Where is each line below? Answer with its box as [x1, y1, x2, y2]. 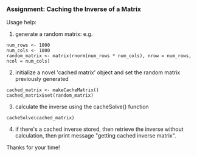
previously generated [15, 75, 69, 83]
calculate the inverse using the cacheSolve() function [15, 103, 149, 111]
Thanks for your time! [6, 144, 60, 151]
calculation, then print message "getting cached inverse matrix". [15, 132, 176, 139]
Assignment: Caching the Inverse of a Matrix [6, 5, 141, 13]
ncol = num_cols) [6, 58, 50, 65]
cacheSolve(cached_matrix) [6, 115, 75, 121]
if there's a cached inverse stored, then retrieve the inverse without [15, 125, 184, 133]
